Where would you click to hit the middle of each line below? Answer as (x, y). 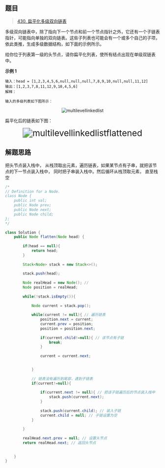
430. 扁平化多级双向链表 (42, 21)
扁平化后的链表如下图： (29, 120)
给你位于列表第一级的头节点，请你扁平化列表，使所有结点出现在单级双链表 (80, 54)
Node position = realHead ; (50, 287)
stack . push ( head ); (41, 274)
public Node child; (34, 214)
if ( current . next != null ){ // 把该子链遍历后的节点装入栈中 (98, 393)
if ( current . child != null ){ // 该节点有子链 (82, 338)
